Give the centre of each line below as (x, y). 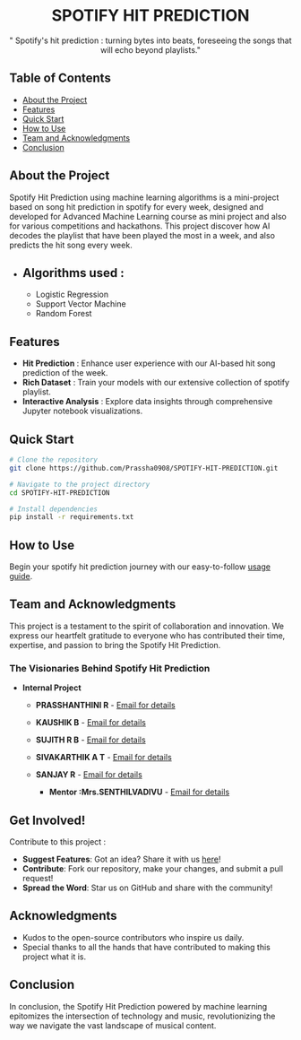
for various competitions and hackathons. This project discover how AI (140, 226)
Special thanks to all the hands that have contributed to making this (146, 947)
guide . (21, 576)
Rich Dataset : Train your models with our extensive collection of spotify (155, 383)
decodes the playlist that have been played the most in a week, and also (142, 235)
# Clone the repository (54, 460)
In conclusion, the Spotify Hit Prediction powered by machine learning (138, 1006)
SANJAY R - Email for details (89, 775)
